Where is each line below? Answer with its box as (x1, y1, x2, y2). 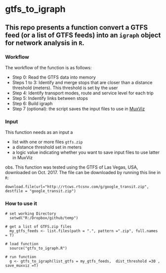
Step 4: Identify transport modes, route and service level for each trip (12, 90, 154, 96)
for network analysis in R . (5, 39, 85, 47)
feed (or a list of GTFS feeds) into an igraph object (5, 31, 161, 39)
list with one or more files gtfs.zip (12, 139, 83, 145)
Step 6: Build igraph (12, 100, 53, 106)
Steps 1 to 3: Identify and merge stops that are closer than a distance (12, 79, 153, 85)
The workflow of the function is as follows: (5, 64, 92, 70)
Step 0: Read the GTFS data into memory (12, 74, 96, 80)
